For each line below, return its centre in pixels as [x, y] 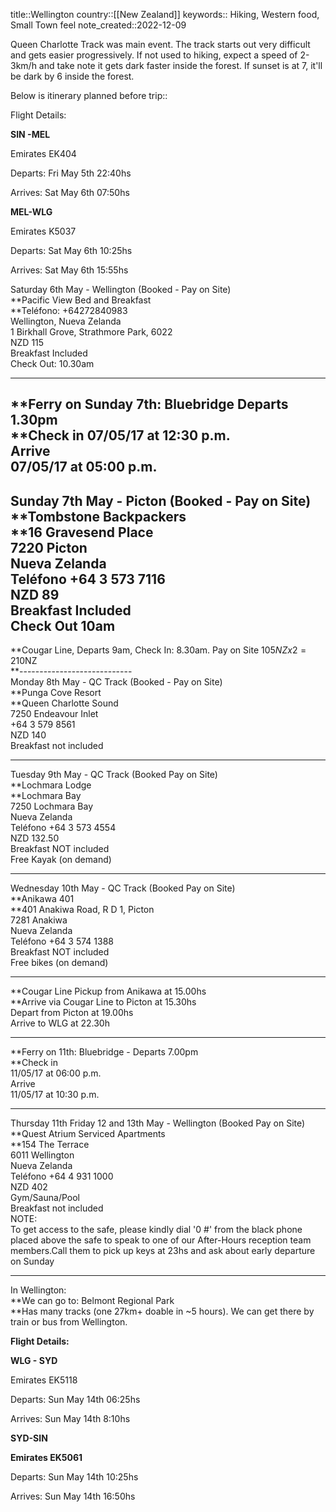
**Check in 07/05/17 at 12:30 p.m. [120, 435]
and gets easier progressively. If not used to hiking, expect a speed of [154, 55]
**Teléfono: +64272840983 [69, 310]
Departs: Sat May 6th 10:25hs [71, 250]
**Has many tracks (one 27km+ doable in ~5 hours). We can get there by [162, 1311]
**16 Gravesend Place [82, 532]
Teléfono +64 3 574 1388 [62, 941]
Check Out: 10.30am [52, 363]
